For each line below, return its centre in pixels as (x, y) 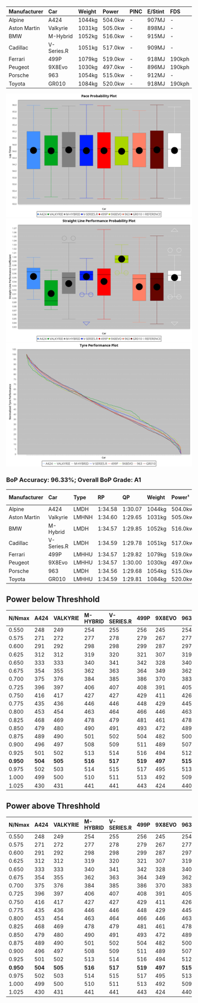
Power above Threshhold (53, 806)
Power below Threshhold (53, 599)
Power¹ (180, 497)
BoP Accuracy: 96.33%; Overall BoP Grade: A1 (74, 480)
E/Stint (156, 11)
